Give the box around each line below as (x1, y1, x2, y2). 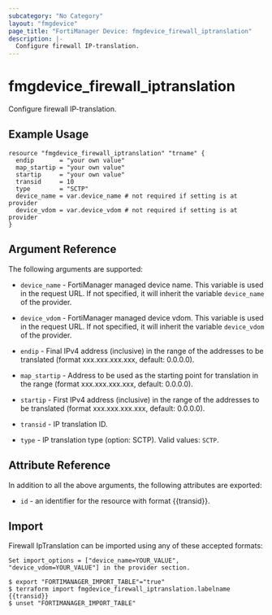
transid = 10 (15, 177, 75, 185)
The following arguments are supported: (8, 264, 144, 273)
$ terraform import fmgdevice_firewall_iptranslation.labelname (8, 585, 231, 594)
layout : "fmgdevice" (8, 20, 79, 28)
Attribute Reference (8, 459, 111, 473)
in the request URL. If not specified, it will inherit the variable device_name (19, 288, 265, 298)
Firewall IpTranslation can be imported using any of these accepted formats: (8, 541, 263, 551)
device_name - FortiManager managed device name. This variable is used (19, 280, 264, 290)
